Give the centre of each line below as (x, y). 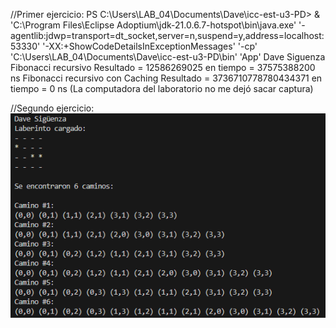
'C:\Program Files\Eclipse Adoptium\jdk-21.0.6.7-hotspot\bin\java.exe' (153, 25)
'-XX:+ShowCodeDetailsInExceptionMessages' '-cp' (150, 46)
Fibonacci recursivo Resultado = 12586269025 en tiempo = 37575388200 (163, 67)
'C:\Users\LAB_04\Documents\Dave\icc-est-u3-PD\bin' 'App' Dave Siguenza (168, 57)
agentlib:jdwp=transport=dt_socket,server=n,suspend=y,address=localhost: (167, 35)
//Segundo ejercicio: (52, 108)
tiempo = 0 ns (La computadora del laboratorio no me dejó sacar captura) (162, 88)
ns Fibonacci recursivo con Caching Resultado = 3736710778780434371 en (166, 78)
